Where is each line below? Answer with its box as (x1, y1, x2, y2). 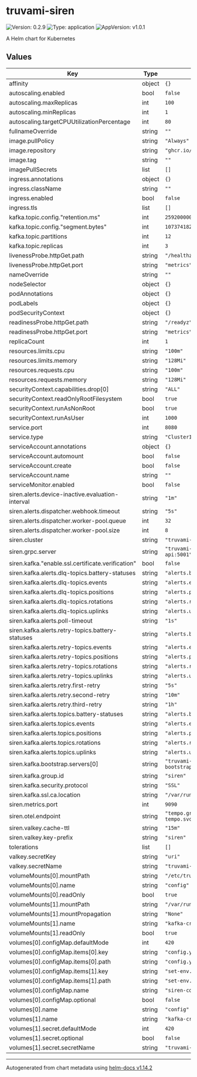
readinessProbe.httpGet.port (9, 327, 88, 336)
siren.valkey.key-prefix (9, 833, 73, 841)
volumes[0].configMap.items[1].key (9, 967, 108, 975)
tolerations (9, 842, 39, 851)
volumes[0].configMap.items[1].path (9, 976, 111, 985)
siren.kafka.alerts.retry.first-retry (9, 681, 101, 689)
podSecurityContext (9, 309, 65, 317)
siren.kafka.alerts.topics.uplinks (9, 748, 97, 756)
